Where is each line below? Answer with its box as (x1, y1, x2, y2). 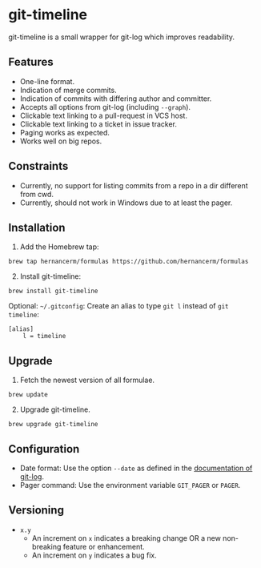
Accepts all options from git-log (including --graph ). (19, 102, 191, 111)
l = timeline (22, 332, 66, 340)
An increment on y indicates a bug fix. (31, 550, 158, 560)
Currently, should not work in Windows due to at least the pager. (19, 198, 233, 207)
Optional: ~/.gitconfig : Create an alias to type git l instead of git (8, 301, 229, 311)
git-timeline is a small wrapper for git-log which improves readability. (8, 32, 235, 42)
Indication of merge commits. (19, 85, 118, 95)
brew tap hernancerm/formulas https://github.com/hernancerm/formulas (8, 258, 249, 266)
